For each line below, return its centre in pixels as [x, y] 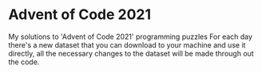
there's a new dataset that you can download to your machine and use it [127, 44]
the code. [24, 62]
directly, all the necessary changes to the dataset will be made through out [131, 53]
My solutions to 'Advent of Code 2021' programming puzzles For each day [131, 36]
